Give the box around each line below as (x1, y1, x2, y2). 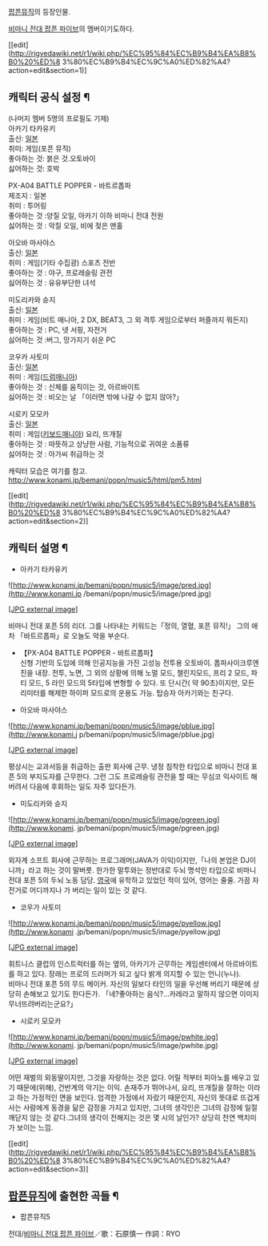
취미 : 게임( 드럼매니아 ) (8, 372, 78, 381)
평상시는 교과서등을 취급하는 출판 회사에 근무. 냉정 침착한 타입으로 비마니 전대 (8, 761, 250, 771)
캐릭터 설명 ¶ (8, 542, 69, 555)
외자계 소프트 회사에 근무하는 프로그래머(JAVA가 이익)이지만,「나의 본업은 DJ (8, 855, 250, 865)
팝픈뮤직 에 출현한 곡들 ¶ (8, 1189, 119, 1204)
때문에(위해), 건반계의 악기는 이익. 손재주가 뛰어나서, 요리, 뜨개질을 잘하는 (16, 1083, 246, 1092)
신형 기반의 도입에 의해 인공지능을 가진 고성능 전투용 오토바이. (19, 658, 213, 667)
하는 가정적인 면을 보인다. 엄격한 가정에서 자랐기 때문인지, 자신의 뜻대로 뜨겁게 (16, 1092, 260, 1102)
